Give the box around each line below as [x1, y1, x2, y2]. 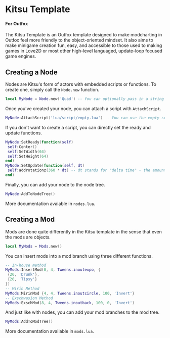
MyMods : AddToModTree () [5, 319, 53, 324]
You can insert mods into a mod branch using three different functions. [5, 253, 153, 259]
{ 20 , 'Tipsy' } [7, 277, 37, 282]
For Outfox [5, 20, 28, 26]
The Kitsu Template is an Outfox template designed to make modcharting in [5, 32, 162, 38]
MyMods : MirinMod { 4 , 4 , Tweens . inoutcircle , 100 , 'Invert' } [5, 291, 135, 296]
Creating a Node [5, 68, 58, 76]
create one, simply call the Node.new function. [5, 87, 100, 93]
